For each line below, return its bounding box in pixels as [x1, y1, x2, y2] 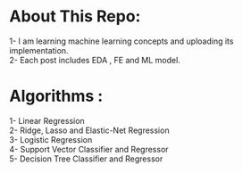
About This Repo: [9, 6, 141, 27]
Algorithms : [9, 86, 104, 106]
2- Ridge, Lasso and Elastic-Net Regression [9, 125, 170, 136]
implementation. [9, 45, 69, 55]
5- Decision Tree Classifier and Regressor [9, 153, 163, 164]
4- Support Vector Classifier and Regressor [9, 144, 169, 154]
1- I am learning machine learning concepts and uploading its [9, 36, 234, 46]
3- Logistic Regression [9, 134, 93, 144]
